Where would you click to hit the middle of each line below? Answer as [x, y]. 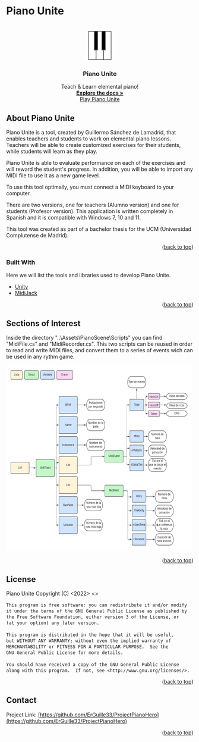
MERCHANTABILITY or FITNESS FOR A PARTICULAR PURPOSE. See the [87, 647]
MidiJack [26, 293]
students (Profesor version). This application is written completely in [90, 211]
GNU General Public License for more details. [65, 653]
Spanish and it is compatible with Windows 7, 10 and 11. [74, 218]
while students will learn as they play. [52, 151]
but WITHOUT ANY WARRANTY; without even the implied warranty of [89, 641]
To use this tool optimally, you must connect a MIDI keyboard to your [90, 187]
